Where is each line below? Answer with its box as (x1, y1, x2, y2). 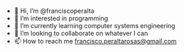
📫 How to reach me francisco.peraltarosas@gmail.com (13, 37, 177, 45)
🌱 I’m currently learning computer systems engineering (13, 22, 175, 30)
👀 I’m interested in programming (13, 14, 109, 22)
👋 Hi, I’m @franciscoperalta (13, 7, 94, 15)
